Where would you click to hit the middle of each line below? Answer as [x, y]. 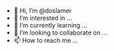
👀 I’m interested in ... [43, 18]
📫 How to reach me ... [46, 40]
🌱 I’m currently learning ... [50, 25]
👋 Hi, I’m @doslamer [42, 11]
